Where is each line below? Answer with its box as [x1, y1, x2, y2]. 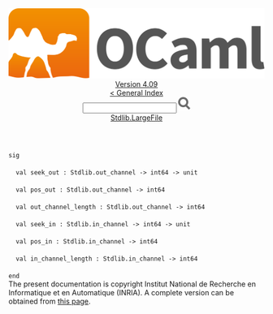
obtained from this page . [8, 296, 91, 307]
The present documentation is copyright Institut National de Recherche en [8, 279, 256, 289]
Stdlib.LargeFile [110, 113, 163, 123]
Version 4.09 [115, 80, 158, 89]
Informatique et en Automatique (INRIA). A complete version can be [8, 288, 234, 298]
